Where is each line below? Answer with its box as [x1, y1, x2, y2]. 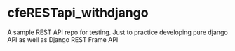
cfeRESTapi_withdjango [7, 5, 149, 21]
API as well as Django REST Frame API [7, 35, 119, 43]
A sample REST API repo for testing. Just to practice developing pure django [7, 28, 228, 36]
